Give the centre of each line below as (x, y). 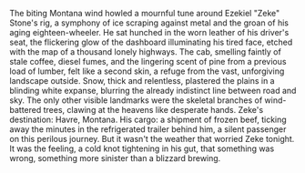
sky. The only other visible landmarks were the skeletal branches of (136, 100)
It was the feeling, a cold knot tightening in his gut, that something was (142, 148)
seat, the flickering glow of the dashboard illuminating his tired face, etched (151, 42)
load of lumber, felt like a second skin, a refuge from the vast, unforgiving (147, 71)
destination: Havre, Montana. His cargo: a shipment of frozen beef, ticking (148, 119)
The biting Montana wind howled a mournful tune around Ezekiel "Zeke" (145, 13)
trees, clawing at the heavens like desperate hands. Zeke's (153, 110)
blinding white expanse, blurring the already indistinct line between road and (153, 91)
